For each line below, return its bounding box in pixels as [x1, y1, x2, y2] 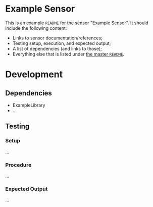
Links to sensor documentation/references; [12, 35, 103, 41]
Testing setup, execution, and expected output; [12, 40, 111, 46]
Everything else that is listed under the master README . [12, 51, 125, 57]
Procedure [5, 161, 32, 168]
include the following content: [5, 25, 67, 31]
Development [5, 69, 63, 80]
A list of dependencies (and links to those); [12, 45, 102, 51]
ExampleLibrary [12, 102, 45, 108]
